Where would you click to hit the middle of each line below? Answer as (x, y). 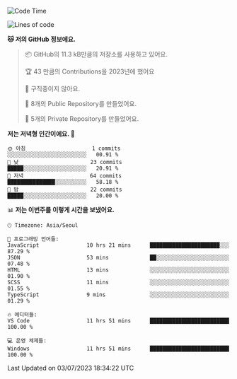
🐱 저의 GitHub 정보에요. (41, 39)
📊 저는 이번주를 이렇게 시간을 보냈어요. (61, 210)
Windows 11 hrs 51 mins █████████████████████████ (118, 349)
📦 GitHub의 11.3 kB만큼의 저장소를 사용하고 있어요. (96, 54)
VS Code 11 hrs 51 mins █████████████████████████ (118, 321)
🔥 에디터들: (22, 315)
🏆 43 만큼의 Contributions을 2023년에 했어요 (89, 71)
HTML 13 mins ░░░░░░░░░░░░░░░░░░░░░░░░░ (118, 270)
